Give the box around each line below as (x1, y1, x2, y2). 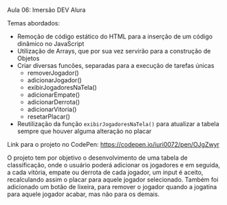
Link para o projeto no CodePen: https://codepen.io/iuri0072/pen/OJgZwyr (7, 141, 220, 148)
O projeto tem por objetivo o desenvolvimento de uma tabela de (7, 154, 188, 162)
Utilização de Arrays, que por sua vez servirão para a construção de (17, 47, 211, 55)
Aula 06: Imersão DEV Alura (7, 6, 86, 14)
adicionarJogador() (27, 76, 83, 84)
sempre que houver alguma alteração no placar (17, 127, 152, 135)
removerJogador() (27, 69, 79, 77)
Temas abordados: (7, 19, 61, 27)
